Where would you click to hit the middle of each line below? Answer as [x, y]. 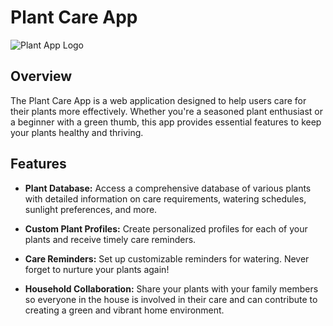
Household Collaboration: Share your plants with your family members [171, 288]
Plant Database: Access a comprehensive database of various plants [168, 188]
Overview [41, 76]
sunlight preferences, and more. [91, 209]
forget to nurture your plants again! [97, 269]
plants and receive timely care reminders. [110, 239]
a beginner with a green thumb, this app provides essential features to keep [166, 122]
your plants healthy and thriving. [77, 132]
